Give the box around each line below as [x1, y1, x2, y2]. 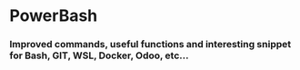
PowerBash [9, 5, 98, 26]
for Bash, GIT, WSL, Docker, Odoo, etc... [9, 49, 189, 62]
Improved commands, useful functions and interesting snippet [9, 38, 292, 51]
